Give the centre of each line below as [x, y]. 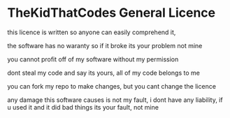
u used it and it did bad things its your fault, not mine [83, 107]
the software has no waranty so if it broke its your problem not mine [105, 45]
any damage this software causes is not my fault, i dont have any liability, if [115, 100]
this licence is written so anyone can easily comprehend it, [92, 32]
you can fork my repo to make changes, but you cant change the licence [112, 86]
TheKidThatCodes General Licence [111, 13]
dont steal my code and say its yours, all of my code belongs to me [104, 73]
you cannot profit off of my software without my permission [93, 59]
